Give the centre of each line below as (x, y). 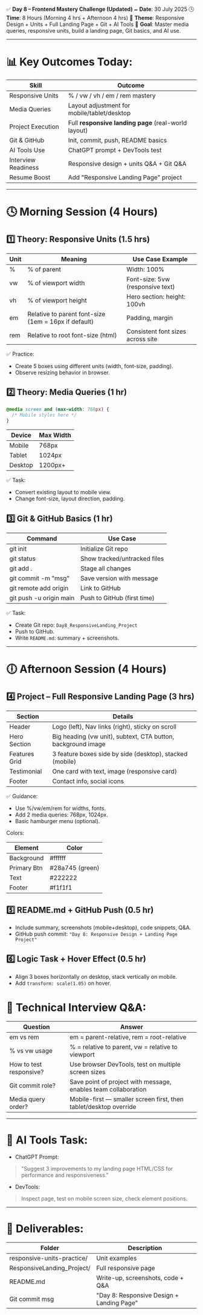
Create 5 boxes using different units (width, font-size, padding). (94, 366)
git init (18, 549)
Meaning (74, 259)
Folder (50, 1248)
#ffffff (58, 858)
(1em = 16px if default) (60, 322)
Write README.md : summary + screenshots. (67, 638)
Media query (27, 1099)
